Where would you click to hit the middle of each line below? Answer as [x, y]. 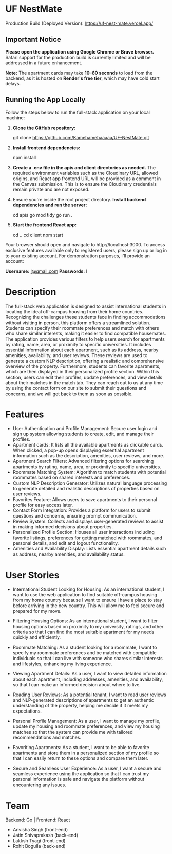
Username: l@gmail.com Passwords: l [46, 271]
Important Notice [33, 39]
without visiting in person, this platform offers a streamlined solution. [78, 323]
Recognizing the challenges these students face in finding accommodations [85, 317]
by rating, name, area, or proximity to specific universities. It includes [78, 344]
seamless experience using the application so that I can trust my [81, 774]
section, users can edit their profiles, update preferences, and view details [84, 377]
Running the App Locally [45, 100]
